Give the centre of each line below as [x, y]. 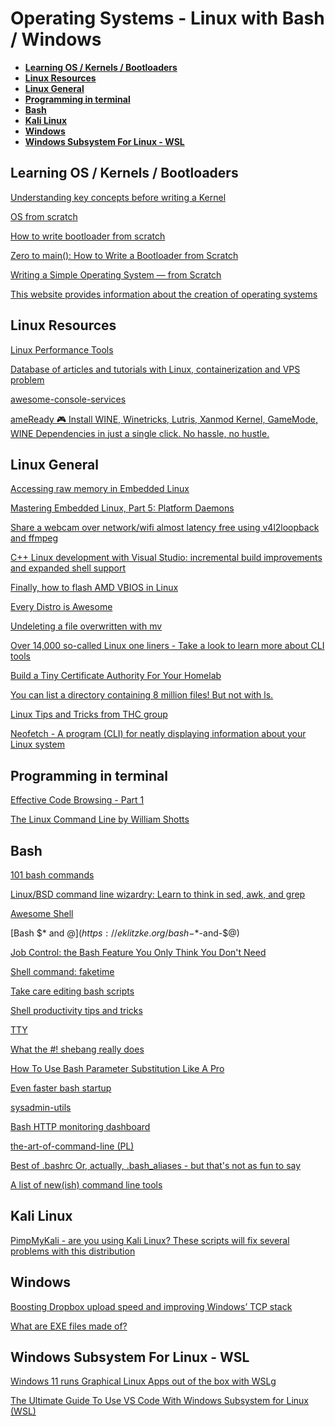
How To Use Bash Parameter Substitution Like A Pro [117, 1068]
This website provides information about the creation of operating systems [164, 294]
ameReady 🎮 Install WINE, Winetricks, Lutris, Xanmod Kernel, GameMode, [164, 419]
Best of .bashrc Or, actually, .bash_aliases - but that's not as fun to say [156, 1165]
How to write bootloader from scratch [88, 236]
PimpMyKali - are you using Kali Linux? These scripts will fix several [150, 1240]
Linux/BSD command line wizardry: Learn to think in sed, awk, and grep [158, 894]
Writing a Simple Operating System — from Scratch [116, 274]
